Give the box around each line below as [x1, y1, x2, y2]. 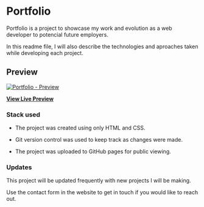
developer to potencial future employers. [6, 31, 108, 38]
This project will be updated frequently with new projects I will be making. [6, 177, 191, 184]
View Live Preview [6, 95, 54, 102]
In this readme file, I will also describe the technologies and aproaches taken [6, 43, 199, 50]
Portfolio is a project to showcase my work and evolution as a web [6, 24, 172, 32]
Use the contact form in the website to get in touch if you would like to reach [6, 189, 199, 196]
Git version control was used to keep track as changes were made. [15, 136, 183, 143]
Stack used [6, 110, 41, 118]
